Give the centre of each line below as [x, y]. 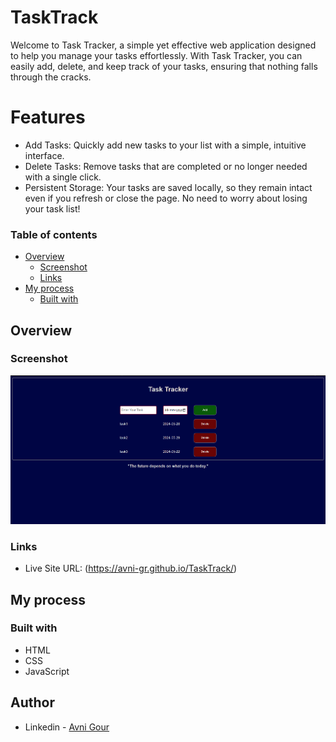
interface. [44, 155]
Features [48, 117]
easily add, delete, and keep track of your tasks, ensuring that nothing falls [164, 66]
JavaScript [47, 671]
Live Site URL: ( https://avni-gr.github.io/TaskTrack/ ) [131, 568]
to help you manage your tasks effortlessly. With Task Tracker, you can [156, 55]
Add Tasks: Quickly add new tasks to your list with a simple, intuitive [165, 145]
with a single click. [63, 177]
